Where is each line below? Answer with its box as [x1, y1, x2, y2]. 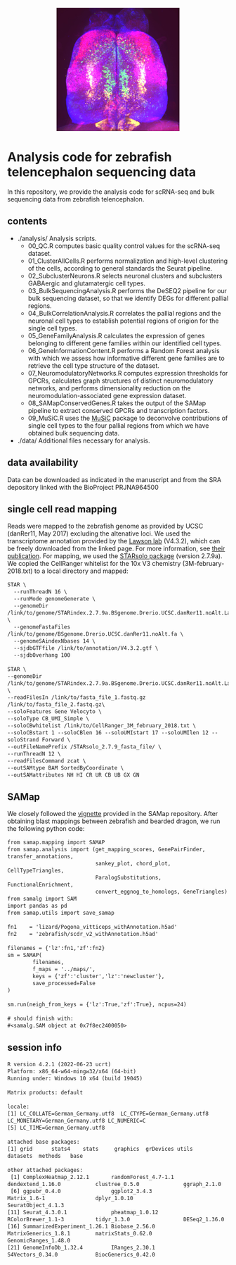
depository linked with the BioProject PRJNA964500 [7, 483, 159, 491]
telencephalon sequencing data [7, 164, 197, 180]
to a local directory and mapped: [34, 567, 129, 575]
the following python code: [7, 825, 85, 833]
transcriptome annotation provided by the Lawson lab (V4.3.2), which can [7, 537, 221, 545]
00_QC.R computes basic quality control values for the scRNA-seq [27, 241, 221, 250]
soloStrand [7, 736, 39, 743]
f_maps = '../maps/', [32, 966, 96, 973]
